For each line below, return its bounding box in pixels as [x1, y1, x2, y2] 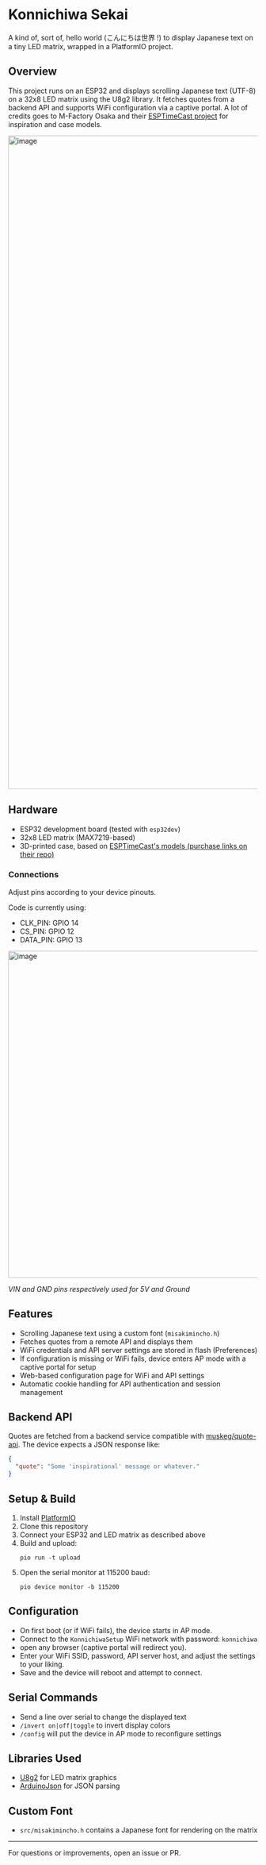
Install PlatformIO [19, 1512, 77, 1522]
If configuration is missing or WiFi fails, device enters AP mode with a [19, 1354, 246, 1363]
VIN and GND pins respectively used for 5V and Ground [8, 1284, 190, 1293]
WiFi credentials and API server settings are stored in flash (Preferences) [19, 1345, 258, 1354]
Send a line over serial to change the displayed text [19, 1712, 188, 1721]
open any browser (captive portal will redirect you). [19, 1642, 188, 1652]
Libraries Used [8, 1751, 82, 1765]
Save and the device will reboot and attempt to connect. [19, 1667, 203, 1677]
